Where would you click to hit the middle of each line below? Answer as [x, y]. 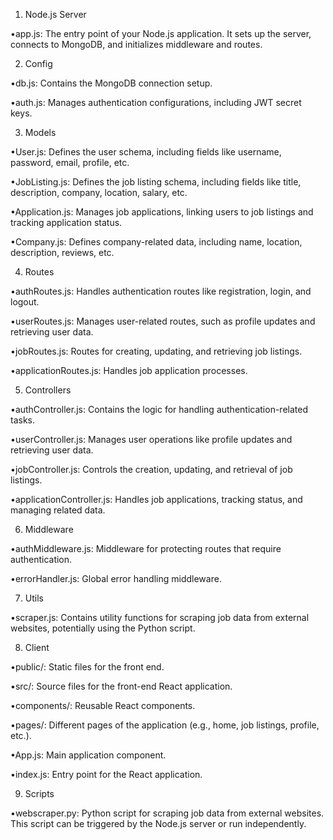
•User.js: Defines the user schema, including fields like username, [146, 152]
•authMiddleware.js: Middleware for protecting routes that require [146, 548]
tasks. [23, 420]
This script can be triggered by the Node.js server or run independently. [158, 823]
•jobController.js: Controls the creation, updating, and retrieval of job [151, 469]
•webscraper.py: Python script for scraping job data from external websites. [167, 813]
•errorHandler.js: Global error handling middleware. [116, 578]
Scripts [39, 793]
